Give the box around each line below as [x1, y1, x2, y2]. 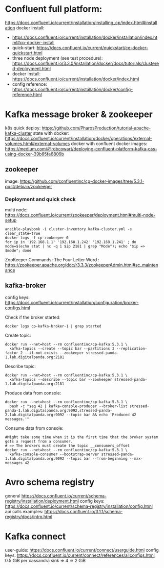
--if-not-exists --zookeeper [24, 350, 84, 355]
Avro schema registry [5, 476, 95, 488]
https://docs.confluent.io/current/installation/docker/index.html [12, 76, 139, 82]
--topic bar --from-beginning [66, 456, 128, 461]
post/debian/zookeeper [5, 183, 52, 189]
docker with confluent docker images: [71, 141, 147, 147]
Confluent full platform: [5, 3, 102, 15]
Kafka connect [5, 531, 66, 542]
